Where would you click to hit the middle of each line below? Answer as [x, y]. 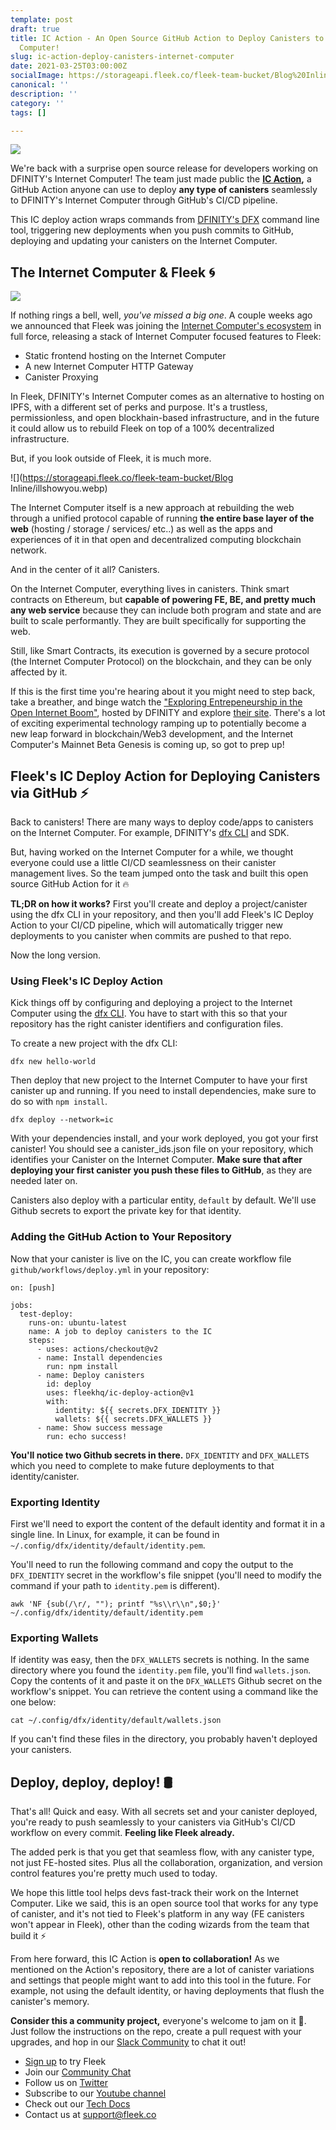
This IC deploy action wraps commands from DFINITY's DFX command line [165, 220]
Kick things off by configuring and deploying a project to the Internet [151, 1003]
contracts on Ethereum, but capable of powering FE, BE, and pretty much [163, 600]
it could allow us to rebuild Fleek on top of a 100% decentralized [142, 428]
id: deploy [69, 1384]
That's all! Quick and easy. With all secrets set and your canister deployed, [164, 1811]
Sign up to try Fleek [65, 2061]
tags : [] [28, 112]
